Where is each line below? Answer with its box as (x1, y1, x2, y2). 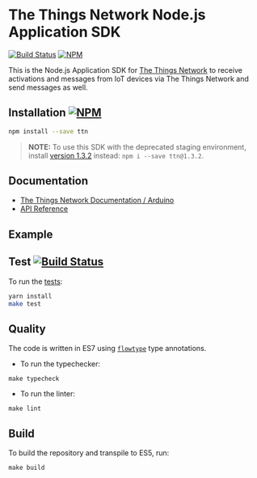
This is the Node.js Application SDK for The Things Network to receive (8, 65, 242, 74)
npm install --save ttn (8, 127, 89, 135)
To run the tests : (8, 277, 63, 286)
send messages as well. (8, 82, 88, 92)
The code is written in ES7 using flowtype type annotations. (8, 344, 207, 353)
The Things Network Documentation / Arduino (19, 196, 175, 205)
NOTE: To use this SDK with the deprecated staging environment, (27, 142, 246, 151)
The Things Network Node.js (8, 6, 206, 24)
